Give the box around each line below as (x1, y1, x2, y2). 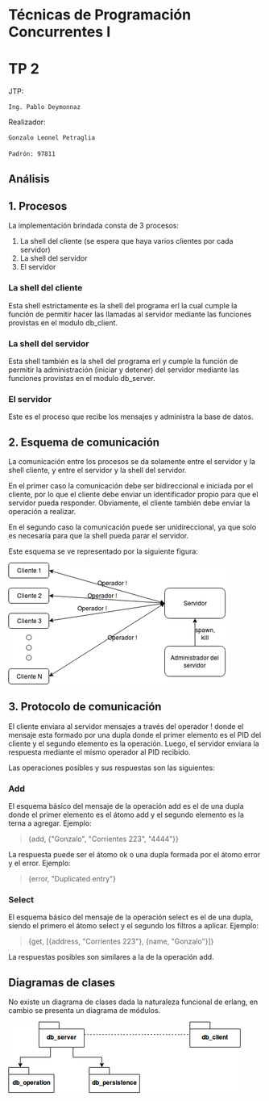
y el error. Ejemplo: (8, 858, 71, 869)
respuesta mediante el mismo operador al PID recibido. (8, 747, 191, 756)
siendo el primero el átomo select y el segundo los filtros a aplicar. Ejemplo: (8, 921, 259, 931)
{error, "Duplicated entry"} (27, 874, 117, 884)
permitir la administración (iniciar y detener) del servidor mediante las (8, 365, 239, 375)
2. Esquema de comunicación (8, 435, 159, 449)
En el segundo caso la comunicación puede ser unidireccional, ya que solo (8, 522, 257, 532)
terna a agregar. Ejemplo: (8, 818, 93, 828)
